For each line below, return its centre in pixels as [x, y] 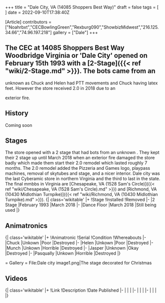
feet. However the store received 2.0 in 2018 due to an [60, 88]
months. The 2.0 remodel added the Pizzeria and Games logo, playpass [78, 168]
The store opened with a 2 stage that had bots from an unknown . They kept [82, 152]
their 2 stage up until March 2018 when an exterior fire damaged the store [80, 158]
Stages [16, 141]
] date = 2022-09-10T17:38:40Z [37, 12]
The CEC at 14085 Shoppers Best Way [65, 48]
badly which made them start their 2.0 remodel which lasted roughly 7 [76, 163]
